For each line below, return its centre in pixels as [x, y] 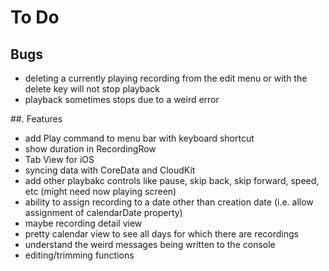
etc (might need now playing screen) [100, 191]
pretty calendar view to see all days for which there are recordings [161, 234]
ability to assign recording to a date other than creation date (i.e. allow [169, 202]
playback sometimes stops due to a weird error [122, 99]
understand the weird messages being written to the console [150, 244]
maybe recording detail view [83, 223]
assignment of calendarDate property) [103, 212]
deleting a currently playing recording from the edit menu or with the [166, 78]
